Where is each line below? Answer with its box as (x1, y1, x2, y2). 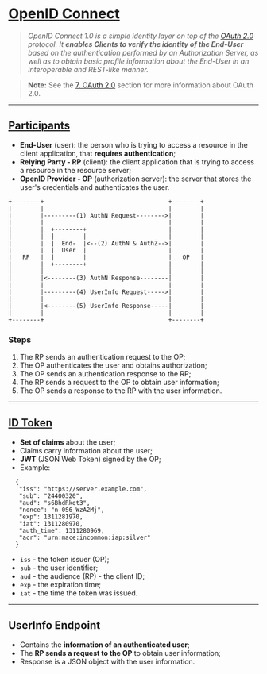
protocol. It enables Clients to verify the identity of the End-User (27, 39, 244, 48)
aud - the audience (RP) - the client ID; (19, 571, 145, 580)
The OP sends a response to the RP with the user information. (19, 386, 222, 395)
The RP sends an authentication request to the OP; (19, 352, 186, 362)
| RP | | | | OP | (8, 253, 204, 261)
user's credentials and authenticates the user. (19, 182, 170, 191)
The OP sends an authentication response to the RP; (19, 369, 192, 379)
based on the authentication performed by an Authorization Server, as (27, 48, 259, 57)
